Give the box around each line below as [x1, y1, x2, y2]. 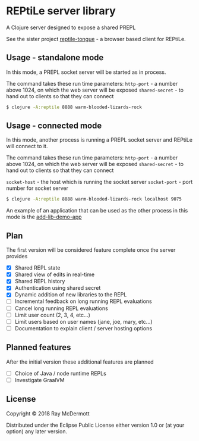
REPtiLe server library [6, 4, 116, 18]
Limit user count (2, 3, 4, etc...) [14, 311, 91, 318]
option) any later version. [6, 427, 67, 435]
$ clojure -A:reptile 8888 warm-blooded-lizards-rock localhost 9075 [6, 196, 182, 202]
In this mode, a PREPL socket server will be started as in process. [6, 68, 166, 76]
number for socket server [6, 184, 69, 192]
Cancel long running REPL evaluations [14, 305, 108, 312]
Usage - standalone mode [6, 52, 104, 63]
